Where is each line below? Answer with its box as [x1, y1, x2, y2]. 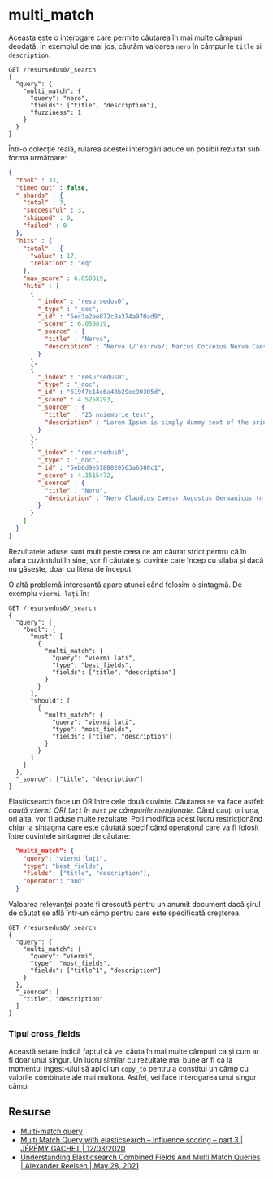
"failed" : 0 [23, 221, 67, 230]
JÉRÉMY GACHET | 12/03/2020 [19, 1144, 126, 1154]
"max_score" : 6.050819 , [23, 274, 107, 283]
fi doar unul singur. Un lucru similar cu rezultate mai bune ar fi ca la [8, 1055, 233, 1065]
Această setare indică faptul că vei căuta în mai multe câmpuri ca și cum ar [8, 1046, 260, 1056]
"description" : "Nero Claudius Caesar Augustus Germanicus [44, 494, 253, 502]
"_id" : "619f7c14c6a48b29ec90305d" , [37, 388, 165, 397]
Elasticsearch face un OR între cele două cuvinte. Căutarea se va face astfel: [8, 796, 265, 806]
